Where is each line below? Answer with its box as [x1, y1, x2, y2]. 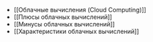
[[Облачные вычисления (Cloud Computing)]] [13, 6, 147, 14]
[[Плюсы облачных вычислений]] [13, 13, 112, 21]
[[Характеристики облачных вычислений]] [13, 27, 139, 35]
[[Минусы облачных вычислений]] [13, 20, 115, 28]
